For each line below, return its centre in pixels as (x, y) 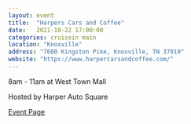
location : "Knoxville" (45, 45)
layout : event (31, 15)
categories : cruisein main (52, 37)
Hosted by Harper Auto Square (58, 97)
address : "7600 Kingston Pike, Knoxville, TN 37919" (96, 52)
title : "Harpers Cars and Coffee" (66, 23)
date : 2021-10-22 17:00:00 (56, 30)
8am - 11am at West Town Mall (57, 81)
